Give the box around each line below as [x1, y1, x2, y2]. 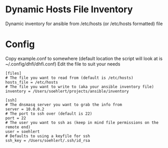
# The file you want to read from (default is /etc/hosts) [5, 75, 134, 80]
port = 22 [5, 115, 27, 121]
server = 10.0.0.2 [5, 107, 44, 112]
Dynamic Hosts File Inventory [5, 4, 133, 15]
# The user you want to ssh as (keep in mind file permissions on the [5, 120, 159, 125]
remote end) [5, 124, 31, 130]
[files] [5, 71, 22, 76]
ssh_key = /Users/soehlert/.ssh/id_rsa [5, 138, 90, 143]
